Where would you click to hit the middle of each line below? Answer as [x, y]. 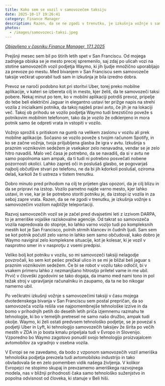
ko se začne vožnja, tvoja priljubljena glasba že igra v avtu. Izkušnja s [75, 143]
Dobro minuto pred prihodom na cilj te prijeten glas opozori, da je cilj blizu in [82, 184]
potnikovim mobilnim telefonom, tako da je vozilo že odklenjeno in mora [77, 118]
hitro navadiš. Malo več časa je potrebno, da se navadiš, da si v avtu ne [77, 153]
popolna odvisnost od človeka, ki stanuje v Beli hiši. [57, 378]
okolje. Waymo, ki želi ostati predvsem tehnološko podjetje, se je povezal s [81, 322]
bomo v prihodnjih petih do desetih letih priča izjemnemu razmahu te [75, 311]
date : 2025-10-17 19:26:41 [33, 14]
